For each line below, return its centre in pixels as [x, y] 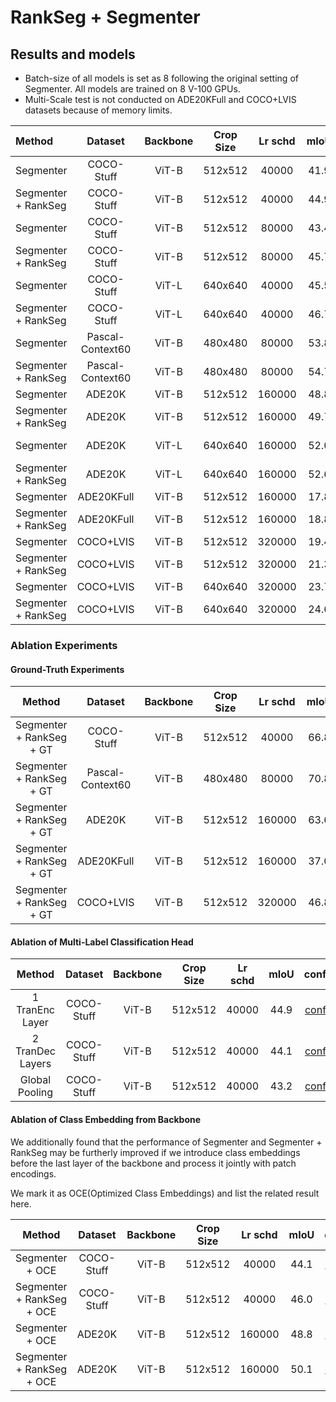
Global [35, 1080]
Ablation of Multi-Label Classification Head [102, 942]
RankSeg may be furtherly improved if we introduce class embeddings [155, 1152]
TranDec [35, 1051]
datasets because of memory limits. [98, 110]
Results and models [73, 54]
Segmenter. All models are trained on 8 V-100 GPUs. [132, 89]
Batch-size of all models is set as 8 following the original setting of [161, 78]
